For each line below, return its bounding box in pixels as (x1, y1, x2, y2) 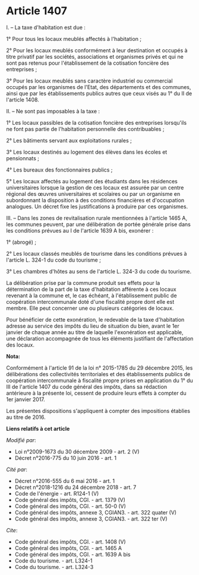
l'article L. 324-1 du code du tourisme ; (6, 256, 101, 263)
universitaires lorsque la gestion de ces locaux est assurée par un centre (6, 184, 184, 191)
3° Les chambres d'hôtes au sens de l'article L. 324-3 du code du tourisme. (6, 268, 192, 275)
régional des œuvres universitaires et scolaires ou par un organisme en (6, 190, 181, 197)
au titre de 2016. (6, 414, 46, 421)
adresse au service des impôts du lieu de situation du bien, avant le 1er (6, 322, 180, 329)
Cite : (6, 526, 18, 533)
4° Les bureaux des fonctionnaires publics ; (6, 166, 113, 173)
